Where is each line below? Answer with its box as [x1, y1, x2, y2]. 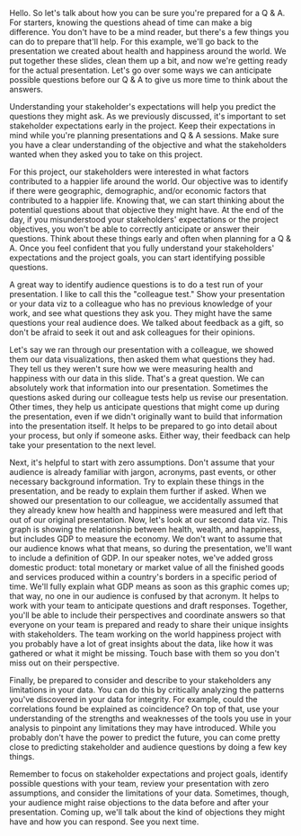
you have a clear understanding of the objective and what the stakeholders [9, 139, 288, 150]
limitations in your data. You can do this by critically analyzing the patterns [9, 684, 285, 695]
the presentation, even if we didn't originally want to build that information [9, 411, 283, 421]
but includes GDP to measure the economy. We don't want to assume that [9, 533, 283, 544]
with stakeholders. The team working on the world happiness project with [9, 629, 281, 639]
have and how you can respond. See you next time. [9, 816, 199, 827]
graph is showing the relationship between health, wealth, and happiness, [9, 524, 282, 534]
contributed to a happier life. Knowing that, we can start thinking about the [9, 195, 285, 206]
